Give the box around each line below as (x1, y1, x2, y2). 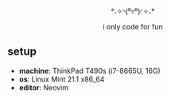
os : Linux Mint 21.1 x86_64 (18, 74, 105, 84)
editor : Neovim (18, 82, 69, 92)
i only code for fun (102, 22, 164, 31)
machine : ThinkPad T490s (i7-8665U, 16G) (18, 66, 161, 75)
